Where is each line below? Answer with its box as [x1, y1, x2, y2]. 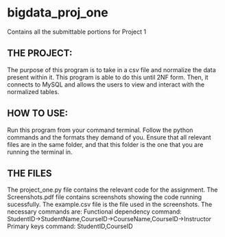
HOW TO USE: [7, 108, 69, 120]
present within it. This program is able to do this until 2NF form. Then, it [7, 73, 209, 81]
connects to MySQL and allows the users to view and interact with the [7, 80, 204, 89]
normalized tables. [7, 87, 60, 95]
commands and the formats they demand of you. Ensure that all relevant [7, 133, 211, 142]
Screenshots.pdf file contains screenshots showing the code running [7, 193, 202, 201]
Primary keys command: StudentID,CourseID [7, 222, 133, 231]
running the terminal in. [7, 148, 73, 156]
